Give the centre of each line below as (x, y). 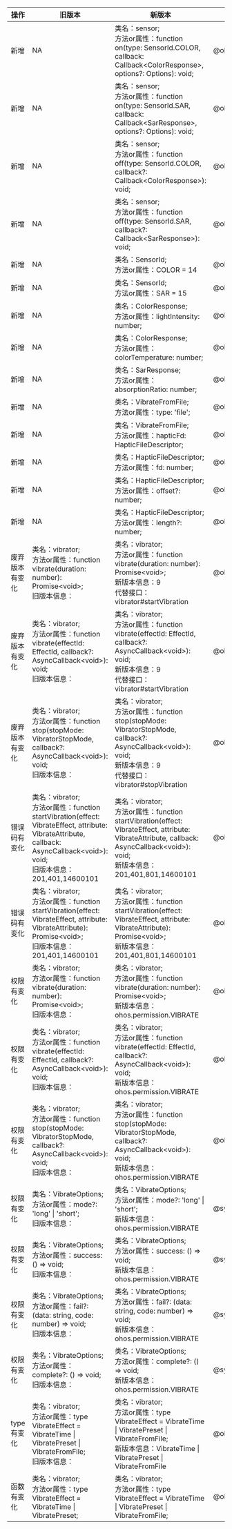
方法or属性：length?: (148, 523)
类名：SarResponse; (148, 370)
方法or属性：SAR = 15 (151, 293)
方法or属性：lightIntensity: (157, 316)
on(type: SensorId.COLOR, (158, 48)
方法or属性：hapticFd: (151, 436)
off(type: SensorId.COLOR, (158, 163)
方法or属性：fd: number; (154, 467)
